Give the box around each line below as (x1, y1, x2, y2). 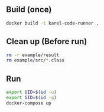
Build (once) (6, 5, 52, 15)
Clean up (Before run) (6, 36, 87, 46)
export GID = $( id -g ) (6, 94, 57, 100)
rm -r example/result (6, 52, 60, 58)
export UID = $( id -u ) (6, 89, 57, 96)
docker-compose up (6, 100, 51, 106)
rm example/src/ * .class (6, 57, 65, 63)
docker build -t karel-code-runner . (6, 20, 99, 26)
